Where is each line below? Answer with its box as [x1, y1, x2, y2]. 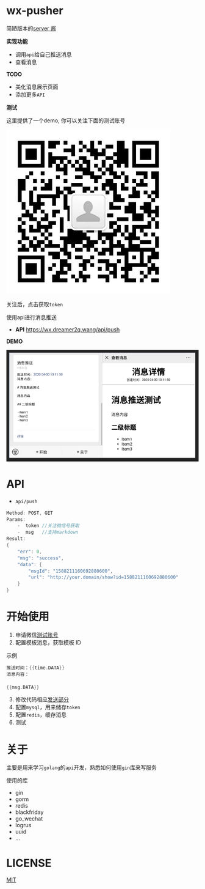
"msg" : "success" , [17, 555, 64, 561]
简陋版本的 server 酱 [6, 24, 57, 32]
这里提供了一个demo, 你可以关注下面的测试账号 [6, 117, 126, 124]
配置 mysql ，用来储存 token [15, 704, 81, 711]
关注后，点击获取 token [6, 300, 63, 308]
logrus [15, 822, 32, 829]
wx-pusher [6, 4, 63, 18]
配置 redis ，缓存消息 [15, 711, 67, 718]
